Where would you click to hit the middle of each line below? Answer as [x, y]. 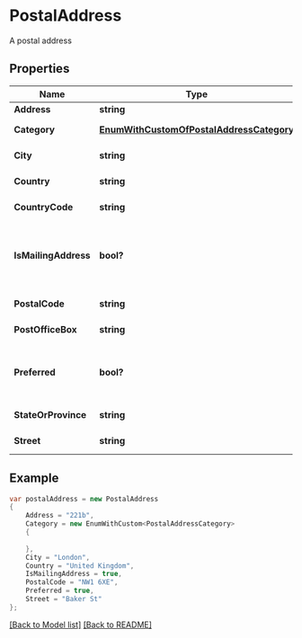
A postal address [40, 40]
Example [34, 478]
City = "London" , [58, 557]
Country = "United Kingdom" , [80, 566]
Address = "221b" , [60, 516]
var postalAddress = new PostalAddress [84, 499]
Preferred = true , [60, 591]
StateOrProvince [50, 414]
